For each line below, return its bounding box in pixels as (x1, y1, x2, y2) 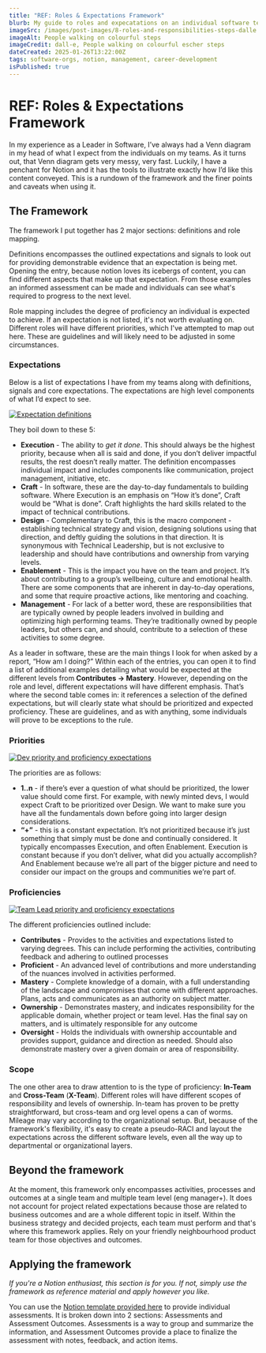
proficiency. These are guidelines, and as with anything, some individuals (9, 707, 247, 716)
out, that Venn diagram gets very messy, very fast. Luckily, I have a (9, 156, 227, 166)
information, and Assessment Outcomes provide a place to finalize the (9, 1327, 238, 1337)
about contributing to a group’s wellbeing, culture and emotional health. (20, 574, 253, 584)
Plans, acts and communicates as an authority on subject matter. (20, 994, 231, 1004)
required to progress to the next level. (9, 291, 132, 301)
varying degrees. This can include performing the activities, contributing (20, 944, 256, 953)
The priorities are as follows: (9, 768, 102, 778)
